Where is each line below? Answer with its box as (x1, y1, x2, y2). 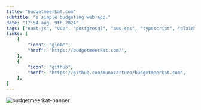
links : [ (6, 31, 28, 37)
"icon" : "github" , (28, 64, 74, 70)
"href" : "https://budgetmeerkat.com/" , (28, 48, 127, 54)
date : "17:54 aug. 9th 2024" (6, 20, 79, 26)
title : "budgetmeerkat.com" (6, 8, 77, 15)
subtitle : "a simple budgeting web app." (6, 14, 111, 20)
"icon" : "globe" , (28, 42, 71, 48)
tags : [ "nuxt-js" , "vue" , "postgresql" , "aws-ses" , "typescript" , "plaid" (6, 25, 197, 32)
